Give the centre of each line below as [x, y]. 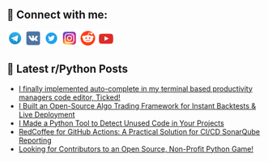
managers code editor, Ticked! [70, 97]
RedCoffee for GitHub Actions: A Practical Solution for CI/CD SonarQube [139, 131]
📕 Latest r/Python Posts [68, 69]
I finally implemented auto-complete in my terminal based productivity [136, 88]
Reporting [35, 140]
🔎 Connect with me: [57, 15]
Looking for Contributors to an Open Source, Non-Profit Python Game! [136, 149]
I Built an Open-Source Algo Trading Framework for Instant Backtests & [137, 105]
